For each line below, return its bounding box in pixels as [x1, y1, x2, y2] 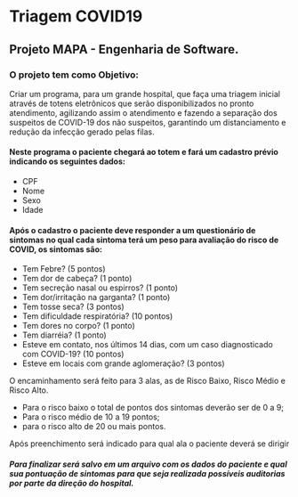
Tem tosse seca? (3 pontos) [21, 301, 125, 313]
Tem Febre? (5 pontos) [21, 264, 106, 274]
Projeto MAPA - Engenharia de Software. [9, 42, 239, 57]
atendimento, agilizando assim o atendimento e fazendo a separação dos [9, 107, 278, 118]
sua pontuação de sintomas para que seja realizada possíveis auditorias [9, 468, 286, 478]
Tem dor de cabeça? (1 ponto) [21, 273, 133, 284]
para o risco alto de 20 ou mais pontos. [21, 421, 166, 432]
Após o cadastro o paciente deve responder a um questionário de [9, 224, 256, 235]
